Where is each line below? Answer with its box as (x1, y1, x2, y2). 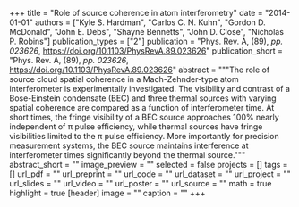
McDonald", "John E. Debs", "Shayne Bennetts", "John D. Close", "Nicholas (9, 27, 285, 37)
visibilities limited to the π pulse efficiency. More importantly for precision (9, 131, 279, 141)
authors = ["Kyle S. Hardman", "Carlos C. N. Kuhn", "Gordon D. (34, 17, 266, 28)
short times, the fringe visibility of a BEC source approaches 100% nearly (9, 112, 279, 122)
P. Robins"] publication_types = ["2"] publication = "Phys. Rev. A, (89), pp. (9, 36, 284, 46)
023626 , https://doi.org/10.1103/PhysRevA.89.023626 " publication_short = (9, 46, 284, 56)
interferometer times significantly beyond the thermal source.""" (9, 150, 246, 160)
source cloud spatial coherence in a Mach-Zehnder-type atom (9, 74, 239, 84)
